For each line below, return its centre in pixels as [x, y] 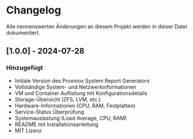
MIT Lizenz [28, 130]
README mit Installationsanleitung [56, 124]
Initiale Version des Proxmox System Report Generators [82, 80]
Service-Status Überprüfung [49, 111]
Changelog [34, 10]
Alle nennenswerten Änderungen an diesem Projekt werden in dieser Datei [97, 26]
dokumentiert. [23, 32]
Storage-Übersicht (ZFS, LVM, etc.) [58, 99]
